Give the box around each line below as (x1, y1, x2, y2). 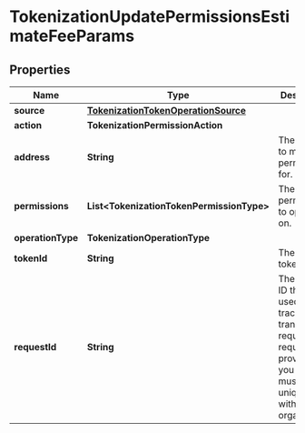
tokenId (14, 252, 48, 265)
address (14, 151, 51, 163)
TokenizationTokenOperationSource (86, 105, 247, 116)
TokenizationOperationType (86, 232, 211, 244)
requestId (14, 341, 57, 353)
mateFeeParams (9, 25, 135, 46)
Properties (9, 62, 71, 77)
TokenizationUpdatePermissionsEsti (9, 6, 290, 27)
